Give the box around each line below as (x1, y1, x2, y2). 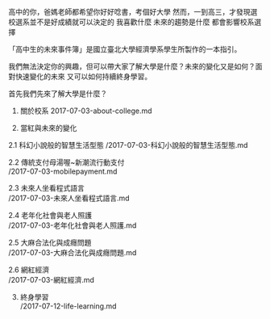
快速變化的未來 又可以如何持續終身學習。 (15, 72, 152, 81)
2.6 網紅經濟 (8, 265, 50, 275)
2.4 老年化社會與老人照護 (8, 211, 93, 220)
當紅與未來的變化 (19, 124, 77, 132)
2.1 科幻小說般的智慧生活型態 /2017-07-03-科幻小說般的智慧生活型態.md (8, 141, 248, 149)
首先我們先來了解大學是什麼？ (8, 89, 107, 99)
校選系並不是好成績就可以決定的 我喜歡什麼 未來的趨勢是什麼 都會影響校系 (8, 17, 255, 27)
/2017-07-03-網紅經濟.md (8, 275, 95, 284)
